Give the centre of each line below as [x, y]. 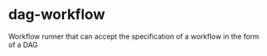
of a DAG [23, 44]
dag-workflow [57, 15]
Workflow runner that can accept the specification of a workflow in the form [134, 36]
